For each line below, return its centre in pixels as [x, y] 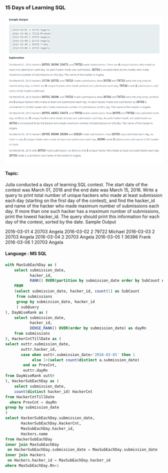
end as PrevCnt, [40, 365]
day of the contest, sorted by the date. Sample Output [61, 221]
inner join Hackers [25, 455]
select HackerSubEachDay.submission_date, [50, 418]
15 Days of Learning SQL [35, 8]
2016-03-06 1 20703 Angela [34, 242]
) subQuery [27, 307]
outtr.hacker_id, [39, 349]
